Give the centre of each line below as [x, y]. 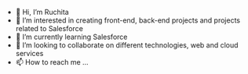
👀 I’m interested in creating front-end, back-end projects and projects [128, 20]
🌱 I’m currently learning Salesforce [71, 37]
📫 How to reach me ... [52, 62]
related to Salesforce [49, 28]
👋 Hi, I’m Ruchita [42, 12]
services [29, 53]
